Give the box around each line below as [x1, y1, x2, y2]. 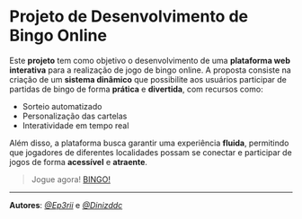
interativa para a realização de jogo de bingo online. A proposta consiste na [9, 65, 292, 75]
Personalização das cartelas [22, 110, 128, 121]
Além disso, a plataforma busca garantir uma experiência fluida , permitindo [9, 137, 289, 148]
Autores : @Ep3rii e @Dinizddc [9, 199, 123, 210]
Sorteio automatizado [22, 101, 102, 111]
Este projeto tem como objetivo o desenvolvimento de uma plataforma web [9, 55, 290, 66]
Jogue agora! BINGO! [31, 173, 111, 185]
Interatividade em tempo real [22, 119, 129, 131]
